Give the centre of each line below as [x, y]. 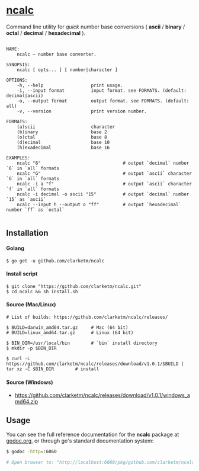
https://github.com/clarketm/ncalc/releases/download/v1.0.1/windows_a [102, 395]
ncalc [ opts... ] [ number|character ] [67, 70]
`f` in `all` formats [33, 189]
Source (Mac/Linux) [31, 305]
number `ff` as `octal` [36, 210]
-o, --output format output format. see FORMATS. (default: [103, 101]
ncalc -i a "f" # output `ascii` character [105, 184]
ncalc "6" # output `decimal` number [103, 163]
